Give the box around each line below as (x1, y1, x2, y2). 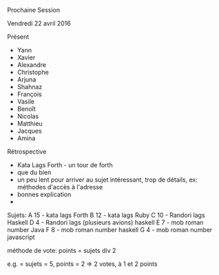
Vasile (17, 97, 34, 106)
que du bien (17, 169, 52, 176)
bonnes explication (17, 190, 72, 198)
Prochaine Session (7, 6, 61, 14)
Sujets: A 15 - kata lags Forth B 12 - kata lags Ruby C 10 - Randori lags (7, 211, 205, 219)
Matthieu (17, 120, 43, 127)
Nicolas (17, 112, 39, 120)
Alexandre (17, 61, 47, 68)
